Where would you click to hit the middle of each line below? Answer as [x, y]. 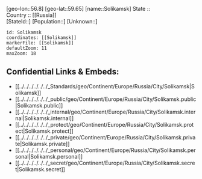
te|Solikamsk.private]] [42, 144]
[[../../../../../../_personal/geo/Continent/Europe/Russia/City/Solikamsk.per [105, 150]
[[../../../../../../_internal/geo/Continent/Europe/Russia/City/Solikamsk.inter [105, 112]
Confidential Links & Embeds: [63, 72]
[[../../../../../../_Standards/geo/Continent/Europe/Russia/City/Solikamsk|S [105, 86]
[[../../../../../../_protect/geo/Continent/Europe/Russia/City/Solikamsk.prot [104, 124]
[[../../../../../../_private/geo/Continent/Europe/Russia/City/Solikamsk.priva [105, 137]
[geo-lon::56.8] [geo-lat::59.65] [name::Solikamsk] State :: [78, 9]
